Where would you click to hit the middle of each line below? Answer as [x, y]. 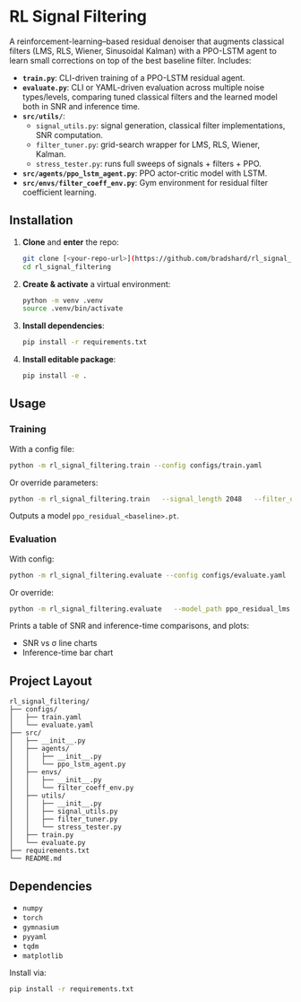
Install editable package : [69, 360]
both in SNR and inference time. [81, 106]
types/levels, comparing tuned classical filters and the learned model [150, 97]
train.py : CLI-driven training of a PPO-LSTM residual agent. [133, 77]
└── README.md [36, 858]
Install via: [28, 973]
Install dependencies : [63, 326]
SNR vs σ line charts [60, 643]
